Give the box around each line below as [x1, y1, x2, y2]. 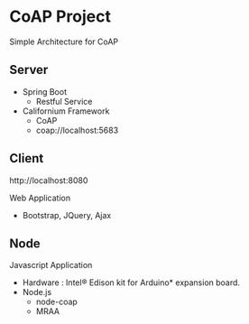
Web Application [9, 192, 70, 203]
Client [9, 151, 44, 166]
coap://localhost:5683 [35, 125, 119, 135]
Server [9, 62, 49, 78]
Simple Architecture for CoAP [9, 36, 119, 47]
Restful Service [35, 96, 93, 106]
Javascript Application [9, 260, 93, 271]
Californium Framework [22, 106, 110, 116]
